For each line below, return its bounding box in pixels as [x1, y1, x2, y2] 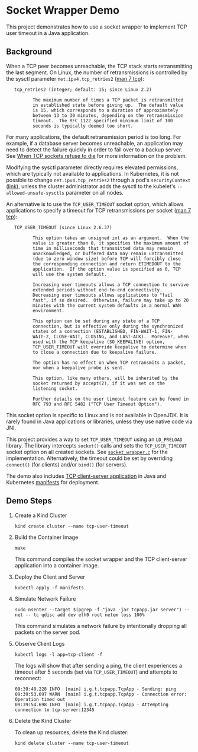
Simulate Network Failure [14, 595, 76, 602]
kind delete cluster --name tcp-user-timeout [14, 740, 129, 746]
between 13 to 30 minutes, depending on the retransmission [32, 112, 184, 119]
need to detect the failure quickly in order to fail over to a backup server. [6, 146, 183, 153]
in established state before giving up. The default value [32, 102, 184, 108]
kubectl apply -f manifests [14, 585, 84, 591]
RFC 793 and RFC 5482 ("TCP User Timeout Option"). [32, 401, 163, 407]
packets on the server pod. [14, 629, 81, 636]
